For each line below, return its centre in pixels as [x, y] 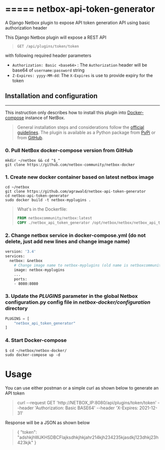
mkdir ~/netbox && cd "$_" [33, 160]
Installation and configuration [51, 96]
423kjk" [25, 442]
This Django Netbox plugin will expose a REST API [56, 37]
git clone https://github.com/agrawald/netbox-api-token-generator [76, 192]
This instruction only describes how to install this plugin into [66, 112]
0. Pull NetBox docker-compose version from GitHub [69, 150]
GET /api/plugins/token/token [48, 46]
